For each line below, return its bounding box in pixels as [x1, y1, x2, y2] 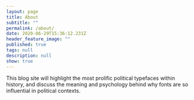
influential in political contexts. [6, 87, 81, 94]
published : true [6, 42, 46, 48]
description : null [6, 53, 52, 59]
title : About [6, 14, 39, 20]
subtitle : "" [6, 20, 39, 25]
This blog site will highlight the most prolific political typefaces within [6, 75, 176, 82]
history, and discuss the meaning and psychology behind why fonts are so [6, 80, 189, 88]
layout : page [6, 8, 39, 15]
